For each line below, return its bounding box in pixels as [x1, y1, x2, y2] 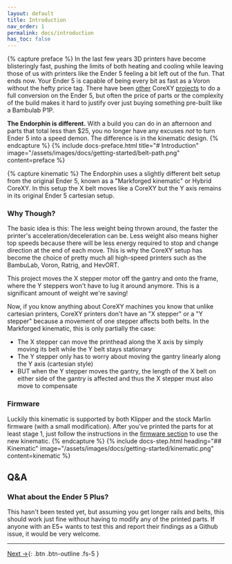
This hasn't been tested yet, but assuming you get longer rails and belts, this [7, 508, 224, 516]
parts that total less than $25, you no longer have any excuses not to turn [7, 127, 215, 135]
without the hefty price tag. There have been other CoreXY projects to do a [7, 84, 221, 93]
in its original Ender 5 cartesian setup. [7, 191, 115, 200]
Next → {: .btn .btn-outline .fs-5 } [7, 550, 99, 558]
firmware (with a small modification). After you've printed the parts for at [7, 422, 214, 430]
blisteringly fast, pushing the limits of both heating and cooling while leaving [7, 62, 224, 70]
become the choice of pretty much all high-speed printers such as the [7, 253, 207, 262]
